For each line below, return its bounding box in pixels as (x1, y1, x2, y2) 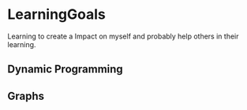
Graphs (7, 89, 45, 103)
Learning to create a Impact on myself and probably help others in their (7, 31, 239, 41)
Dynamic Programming (7, 63, 123, 76)
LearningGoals (7, 5, 106, 24)
